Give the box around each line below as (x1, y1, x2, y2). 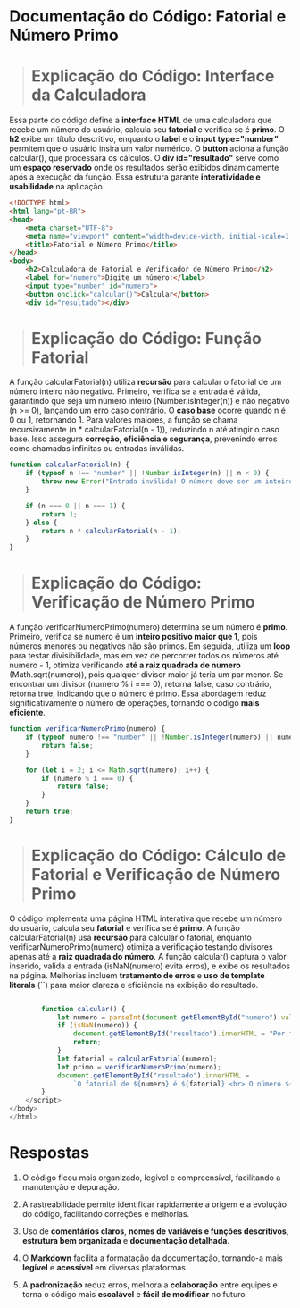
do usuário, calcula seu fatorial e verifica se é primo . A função (9, 922, 241, 933)
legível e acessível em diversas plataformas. (21, 1262, 188, 1272)
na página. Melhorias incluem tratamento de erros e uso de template (9, 969, 265, 980)
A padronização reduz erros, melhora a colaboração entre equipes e (21, 1279, 279, 1290)
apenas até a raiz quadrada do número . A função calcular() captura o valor (9, 951, 287, 961)
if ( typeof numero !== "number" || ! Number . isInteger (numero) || (25, 733, 274, 742)
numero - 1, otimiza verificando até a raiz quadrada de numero (9, 659, 241, 671)
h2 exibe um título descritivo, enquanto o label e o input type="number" (9, 134, 279, 145)
